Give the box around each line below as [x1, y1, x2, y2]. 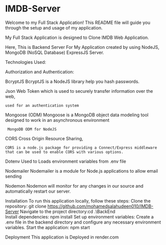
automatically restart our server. [5, 188, 71, 194]
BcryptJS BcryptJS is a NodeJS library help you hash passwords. [5, 78, 140, 84]
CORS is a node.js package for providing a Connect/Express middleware [5, 145, 157, 150]
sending [5, 173, 22, 179]
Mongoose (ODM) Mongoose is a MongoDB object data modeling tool [5, 112, 149, 118]
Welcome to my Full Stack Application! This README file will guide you [5, 19, 151, 25]
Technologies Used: [5, 59, 46, 65]
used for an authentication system [5, 103, 79, 108]
